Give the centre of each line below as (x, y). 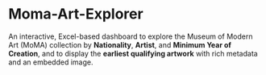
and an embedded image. (51, 62)
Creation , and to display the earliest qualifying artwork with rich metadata (133, 53)
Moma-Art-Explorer (76, 14)
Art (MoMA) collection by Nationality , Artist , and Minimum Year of (120, 44)
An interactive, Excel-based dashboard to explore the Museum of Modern (131, 36)
